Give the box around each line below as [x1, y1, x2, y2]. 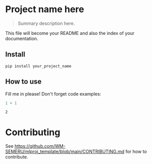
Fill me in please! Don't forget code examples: [5, 91, 102, 97]
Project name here [5, 4, 84, 15]
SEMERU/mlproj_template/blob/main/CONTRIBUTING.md [5, 148, 125, 155]
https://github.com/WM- [14, 143, 66, 149]
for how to [125, 148, 147, 155]
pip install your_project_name [5, 63, 72, 69]
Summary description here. [17, 20, 75, 26]
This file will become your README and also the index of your [5, 30, 135, 36]
